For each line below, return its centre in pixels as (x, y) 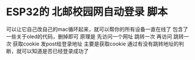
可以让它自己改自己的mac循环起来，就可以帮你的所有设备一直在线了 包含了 (97, 29)
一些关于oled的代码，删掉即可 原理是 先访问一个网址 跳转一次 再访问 (89, 36)
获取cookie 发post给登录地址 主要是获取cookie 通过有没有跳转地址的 (96, 44)
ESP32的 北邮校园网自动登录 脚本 (87, 12)
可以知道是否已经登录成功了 (55, 51)
